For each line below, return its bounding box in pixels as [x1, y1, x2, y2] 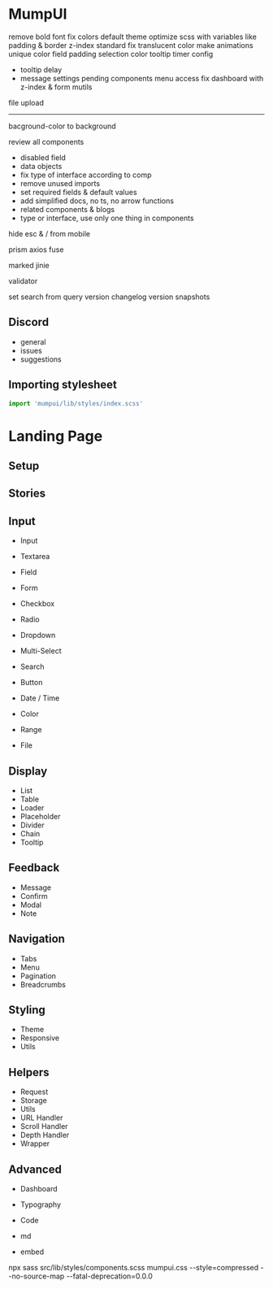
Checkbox [19, 599, 55, 609]
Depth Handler [19, 1131, 70, 1140]
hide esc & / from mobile [8, 228, 91, 238]
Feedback [8, 861, 60, 875]
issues [19, 345, 42, 355]
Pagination [19, 970, 57, 980]
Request [19, 1087, 49, 1097]
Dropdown [19, 631, 56, 640]
